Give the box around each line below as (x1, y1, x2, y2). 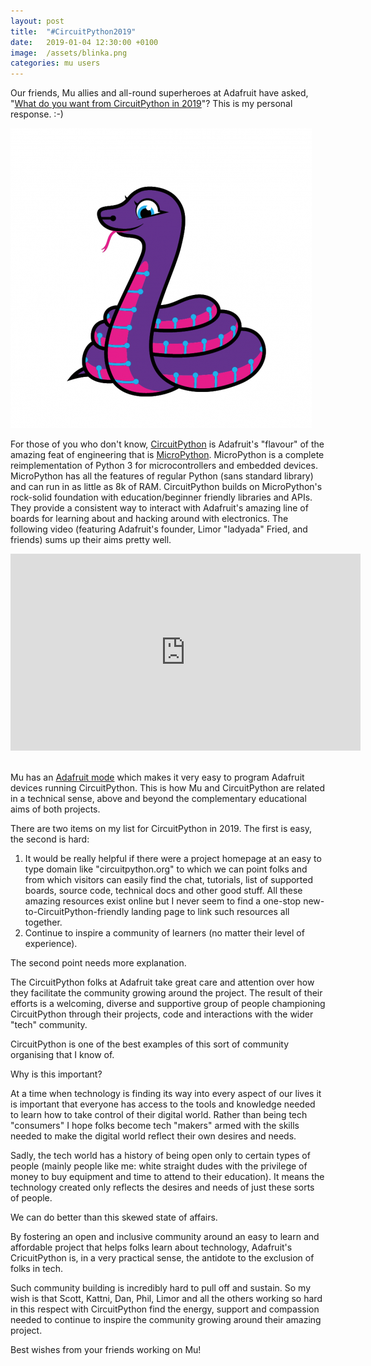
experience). (24, 938, 78, 950)
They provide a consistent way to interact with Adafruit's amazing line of (10, 502, 309, 514)
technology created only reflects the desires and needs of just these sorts (10, 1181, 315, 1194)
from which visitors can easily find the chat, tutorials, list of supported (24, 874, 314, 886)
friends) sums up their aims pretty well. (10, 534, 172, 546)
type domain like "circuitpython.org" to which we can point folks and (24, 863, 308, 875)
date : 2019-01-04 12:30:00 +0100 (10, 37, 159, 47)
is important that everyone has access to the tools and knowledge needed (10, 1098, 316, 1110)
